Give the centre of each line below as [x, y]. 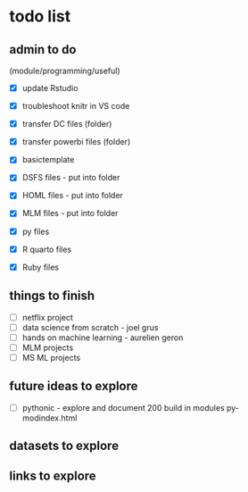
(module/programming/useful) [65, 71]
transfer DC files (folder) [67, 124]
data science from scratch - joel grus [90, 327]
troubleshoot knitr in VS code [76, 106]
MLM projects [48, 347]
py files [36, 231]
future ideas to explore [74, 386]
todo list [40, 17]
